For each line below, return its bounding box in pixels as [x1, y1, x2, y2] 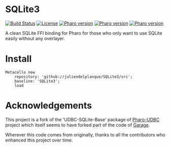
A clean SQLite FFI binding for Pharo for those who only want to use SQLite [5, 30, 162, 36]
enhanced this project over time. [5, 137, 73, 143]
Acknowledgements [5, 100, 92, 112]
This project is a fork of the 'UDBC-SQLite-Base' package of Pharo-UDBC [5, 116, 160, 122]
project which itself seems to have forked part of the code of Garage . [5, 122, 150, 128]
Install [5, 53, 32, 65]
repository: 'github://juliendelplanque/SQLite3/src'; [14, 74, 133, 79]
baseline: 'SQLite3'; [14, 78, 60, 84]
